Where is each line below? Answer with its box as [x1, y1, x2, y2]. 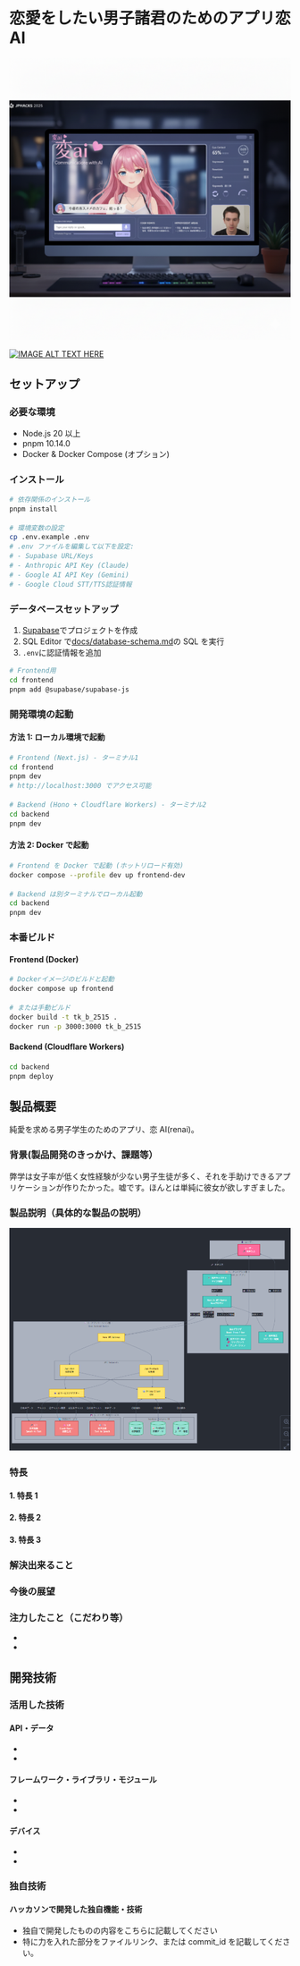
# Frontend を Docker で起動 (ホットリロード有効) [9, 860, 185, 870]
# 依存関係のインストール [9, 495, 91, 504]
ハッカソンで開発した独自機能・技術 [9, 1903, 143, 1914]
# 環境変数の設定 [9, 523, 64, 532]
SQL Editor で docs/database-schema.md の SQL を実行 [21, 636, 225, 647]
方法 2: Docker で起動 [9, 840, 89, 851]
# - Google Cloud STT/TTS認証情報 [9, 580, 132, 589]
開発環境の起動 [9, 708, 74, 720]
